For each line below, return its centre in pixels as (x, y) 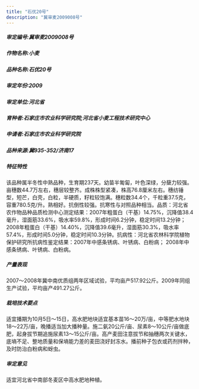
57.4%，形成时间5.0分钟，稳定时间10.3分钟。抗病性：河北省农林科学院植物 (98, 235)
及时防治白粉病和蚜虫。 (35, 349)
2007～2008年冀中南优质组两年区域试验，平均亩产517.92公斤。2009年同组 (98, 280)
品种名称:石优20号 (29, 69)
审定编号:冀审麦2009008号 (40, 37)
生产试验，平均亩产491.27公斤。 (45, 288)
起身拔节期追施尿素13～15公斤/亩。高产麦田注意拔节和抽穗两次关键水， (103, 334)
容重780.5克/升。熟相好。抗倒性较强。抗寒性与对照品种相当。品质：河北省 (97, 205)
